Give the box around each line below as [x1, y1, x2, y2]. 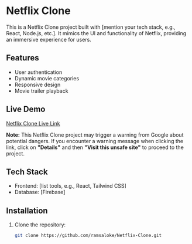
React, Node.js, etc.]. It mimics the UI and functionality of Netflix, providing [6, 29, 187, 36]
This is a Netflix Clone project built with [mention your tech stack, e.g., [6, 23, 176, 30]
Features [6, 53, 39, 63]
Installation [6, 205, 48, 215]
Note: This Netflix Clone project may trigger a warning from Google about [6, 131, 184, 138]
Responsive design [14, 81, 61, 88]
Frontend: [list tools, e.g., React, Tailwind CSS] [14, 182, 127, 189]
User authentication [14, 69, 63, 76]
